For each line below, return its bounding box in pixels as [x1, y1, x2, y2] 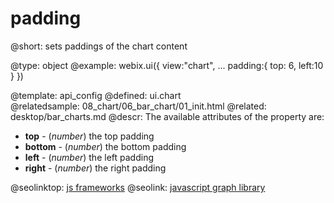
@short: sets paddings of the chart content [10, 40, 188, 52]
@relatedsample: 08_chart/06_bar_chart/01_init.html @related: [10, 100, 267, 112]
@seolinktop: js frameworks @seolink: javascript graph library [10, 181, 266, 193]
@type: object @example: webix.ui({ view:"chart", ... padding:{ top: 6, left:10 [10, 59, 324, 71]
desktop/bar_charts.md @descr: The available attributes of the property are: [10, 110, 325, 122]
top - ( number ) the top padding [24, 130, 155, 142]
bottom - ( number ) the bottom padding [24, 140, 187, 152]
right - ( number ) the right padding [24, 162, 167, 174]
